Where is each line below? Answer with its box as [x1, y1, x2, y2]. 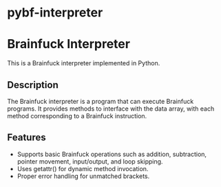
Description [7, 79, 59, 91]
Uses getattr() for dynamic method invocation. [17, 164, 149, 173]
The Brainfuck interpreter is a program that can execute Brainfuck [7, 97, 194, 105]
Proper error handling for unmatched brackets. [17, 172, 150, 180]
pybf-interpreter [7, 5, 103, 21]
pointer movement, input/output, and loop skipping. [17, 157, 163, 166]
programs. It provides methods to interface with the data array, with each [7, 104, 215, 113]
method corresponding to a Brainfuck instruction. [7, 111, 147, 120]
